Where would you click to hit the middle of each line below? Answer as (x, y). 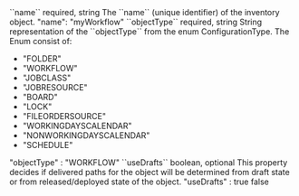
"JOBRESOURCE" (55, 87)
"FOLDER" (42, 59)
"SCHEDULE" (48, 145)
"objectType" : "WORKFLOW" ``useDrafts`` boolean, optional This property (149, 163)
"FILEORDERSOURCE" (64, 116)
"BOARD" (40, 97)
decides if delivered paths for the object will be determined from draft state (149, 172)
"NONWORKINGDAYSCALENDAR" (86, 135)
